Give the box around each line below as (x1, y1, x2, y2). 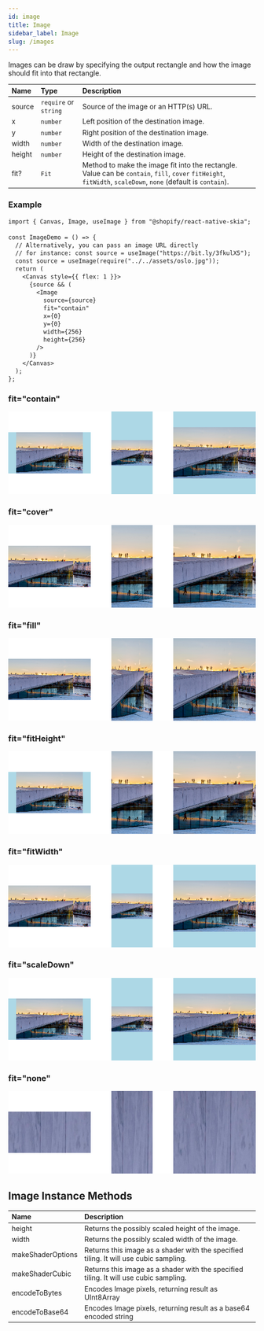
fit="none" (8, 1072, 51, 1083)
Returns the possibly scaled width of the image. (84, 1234, 238, 1244)
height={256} (42, 336, 86, 344)
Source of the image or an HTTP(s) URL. (82, 101, 213, 111)
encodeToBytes (11, 1289, 63, 1298)
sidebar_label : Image (8, 29, 79, 37)
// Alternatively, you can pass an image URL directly (15, 241, 199, 249)
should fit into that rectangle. (8, 68, 102, 78)
